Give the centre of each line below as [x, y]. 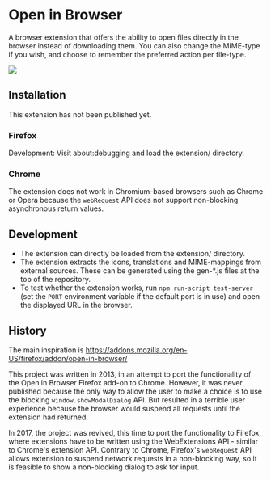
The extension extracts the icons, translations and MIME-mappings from [140, 262]
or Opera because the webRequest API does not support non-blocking [123, 200]
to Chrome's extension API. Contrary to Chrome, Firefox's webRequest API [130, 449]
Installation [37, 95]
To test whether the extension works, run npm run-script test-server [136, 288]
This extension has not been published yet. [80, 114]
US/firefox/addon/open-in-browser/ [68, 358]
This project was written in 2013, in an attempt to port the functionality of [130, 374]
